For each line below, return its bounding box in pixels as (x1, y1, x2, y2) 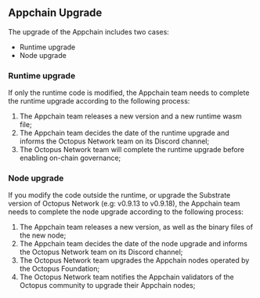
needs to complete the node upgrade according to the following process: (8, 207, 244, 216)
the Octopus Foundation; (19, 264, 100, 274)
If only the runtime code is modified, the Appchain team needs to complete (8, 88, 250, 97)
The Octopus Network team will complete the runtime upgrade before (19, 145, 245, 154)
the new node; (19, 231, 67, 240)
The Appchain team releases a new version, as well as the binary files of (19, 223, 253, 232)
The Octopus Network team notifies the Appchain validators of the (19, 272, 234, 282)
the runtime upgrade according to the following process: (8, 96, 190, 106)
